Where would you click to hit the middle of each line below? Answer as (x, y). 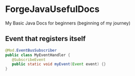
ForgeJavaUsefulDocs (52, 9)
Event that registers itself (45, 39)
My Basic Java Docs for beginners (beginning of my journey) (68, 23)
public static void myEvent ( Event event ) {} (59, 64)
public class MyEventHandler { (38, 55)
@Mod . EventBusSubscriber (31, 50)
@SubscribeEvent (29, 59)
